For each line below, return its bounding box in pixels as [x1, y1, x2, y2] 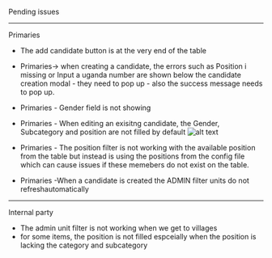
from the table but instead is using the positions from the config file [19, 151, 245, 161]
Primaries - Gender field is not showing [19, 103, 151, 112]
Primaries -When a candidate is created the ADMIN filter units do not [19, 176, 249, 185]
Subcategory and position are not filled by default [19, 127, 186, 137]
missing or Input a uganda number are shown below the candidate [19, 70, 241, 79]
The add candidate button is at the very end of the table [19, 46, 206, 55]
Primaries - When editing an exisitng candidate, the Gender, [19, 119, 220, 128]
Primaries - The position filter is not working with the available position [19, 143, 256, 152]
